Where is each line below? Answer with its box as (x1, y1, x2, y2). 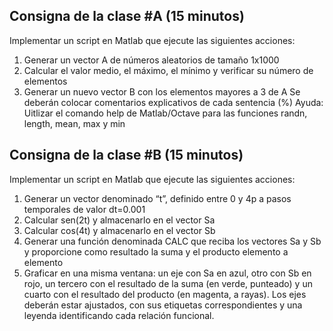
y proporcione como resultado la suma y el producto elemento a (23, 245, 289, 258)
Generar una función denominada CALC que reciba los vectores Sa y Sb (23, 235, 322, 247)
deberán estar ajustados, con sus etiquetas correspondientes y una (23, 299, 303, 311)
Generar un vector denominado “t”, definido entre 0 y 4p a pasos (23, 192, 292, 204)
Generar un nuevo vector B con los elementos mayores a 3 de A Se (23, 85, 301, 98)
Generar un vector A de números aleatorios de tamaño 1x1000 (23, 54, 280, 66)
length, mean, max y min (23, 117, 126, 129)
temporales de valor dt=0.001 (23, 203, 146, 215)
